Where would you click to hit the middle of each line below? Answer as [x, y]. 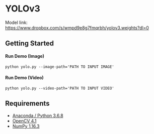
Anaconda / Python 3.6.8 [38, 116]
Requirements [27, 103]
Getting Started [30, 44]
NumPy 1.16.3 [26, 126]
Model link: [16, 22]
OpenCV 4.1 [24, 121]
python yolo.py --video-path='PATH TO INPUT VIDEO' [60, 88]
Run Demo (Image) [25, 56]
